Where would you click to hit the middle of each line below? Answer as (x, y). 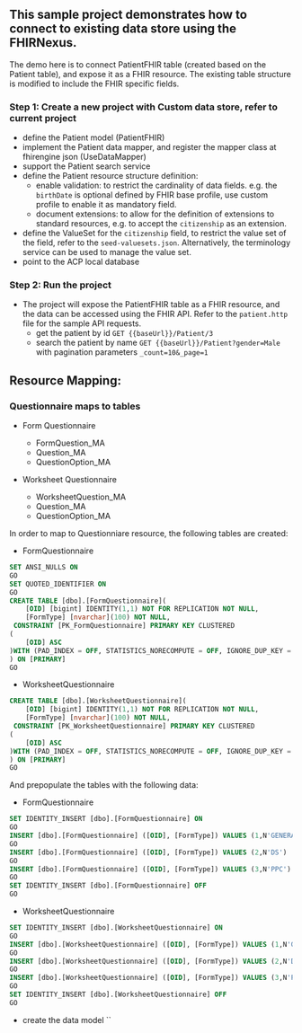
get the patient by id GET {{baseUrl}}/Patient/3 (124, 333)
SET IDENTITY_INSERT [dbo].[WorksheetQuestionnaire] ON (116, 928)
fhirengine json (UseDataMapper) (84, 157)
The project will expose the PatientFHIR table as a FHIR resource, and (151, 305)
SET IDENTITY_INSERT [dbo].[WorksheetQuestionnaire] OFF (118, 995)
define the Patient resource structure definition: (110, 176)
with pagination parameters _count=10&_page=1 (122, 352)
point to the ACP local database (81, 262)
